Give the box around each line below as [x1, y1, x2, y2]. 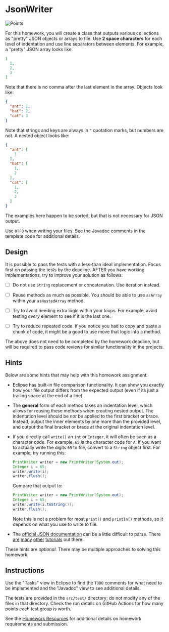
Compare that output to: [12, 483, 63, 489]
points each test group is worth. [5, 606, 72, 612]
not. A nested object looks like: [5, 133, 70, 139]
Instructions [5, 566, 44, 575]
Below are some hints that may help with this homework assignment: [5, 372, 148, 378]
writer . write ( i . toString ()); [12, 502, 74, 507]
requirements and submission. [5, 621, 68, 627]
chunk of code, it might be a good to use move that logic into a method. [12, 329, 161, 334]
